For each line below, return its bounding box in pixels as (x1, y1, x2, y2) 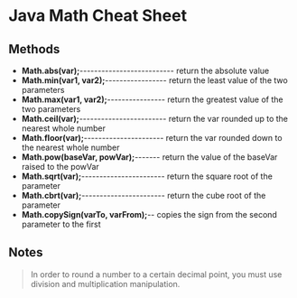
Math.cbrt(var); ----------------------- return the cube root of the (21, 191, 266, 200)
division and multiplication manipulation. (30, 278, 181, 289)
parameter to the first (21, 219, 101, 229)
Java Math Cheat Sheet (8, 5, 187, 26)
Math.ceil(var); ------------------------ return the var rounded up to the (21, 114, 289, 124)
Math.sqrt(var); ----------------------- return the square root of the (21, 171, 273, 182)
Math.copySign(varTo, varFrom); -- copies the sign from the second (21, 210, 277, 219)
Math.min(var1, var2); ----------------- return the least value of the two (21, 75, 288, 86)
